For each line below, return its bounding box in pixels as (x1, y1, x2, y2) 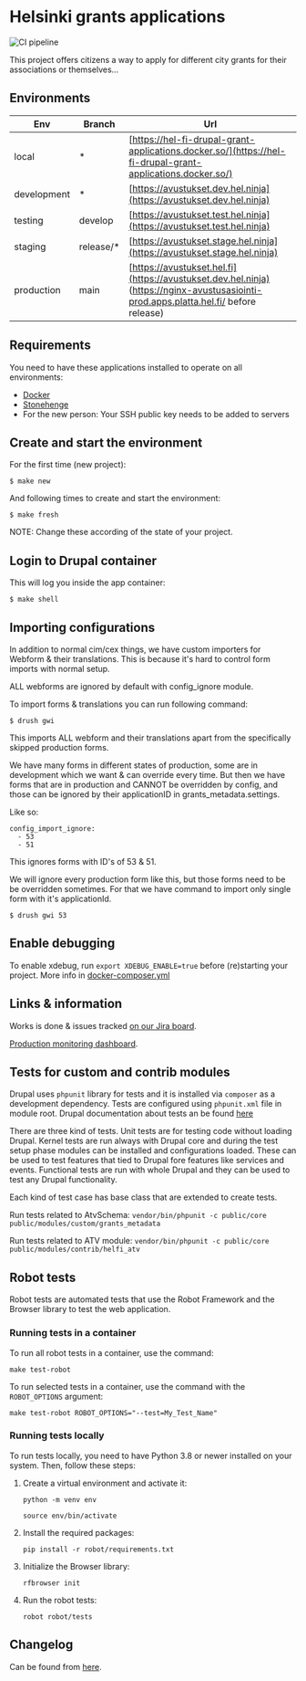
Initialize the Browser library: (22, 1560, 130, 1571)
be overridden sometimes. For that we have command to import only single (9, 884, 291, 894)
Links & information (9, 996, 123, 1012)
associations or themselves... (9, 64, 119, 75)
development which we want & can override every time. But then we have (9, 770, 286, 780)
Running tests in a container (9, 1327, 137, 1340)
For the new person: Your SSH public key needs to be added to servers (22, 408, 290, 419)
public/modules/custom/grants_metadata (9, 1219, 161, 1229)
